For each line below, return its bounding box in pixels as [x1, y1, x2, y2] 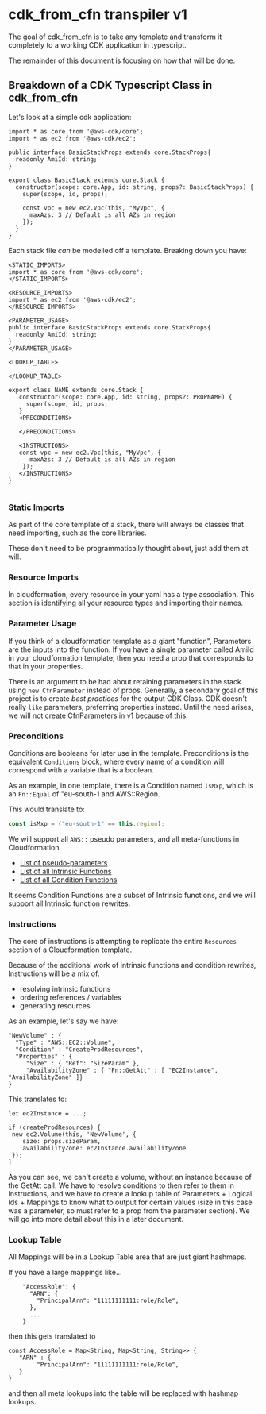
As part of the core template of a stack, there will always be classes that [8, 520, 245, 530]
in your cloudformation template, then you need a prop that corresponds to [8, 653, 253, 662]
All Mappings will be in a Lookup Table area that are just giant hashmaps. [8, 1252, 247, 1262]
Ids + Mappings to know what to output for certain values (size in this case [8, 1197, 253, 1208]
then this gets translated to [8, 1331, 96, 1341]
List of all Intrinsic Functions [19, 866, 112, 876]
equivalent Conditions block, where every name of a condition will [8, 757, 225, 766]
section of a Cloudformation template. [8, 945, 133, 954]
